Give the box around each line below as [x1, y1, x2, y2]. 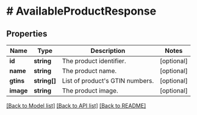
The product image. [62, 86, 118, 95]
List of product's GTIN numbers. [62, 77, 154, 85]
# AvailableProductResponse [6, 4, 157, 18]
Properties [6, 29, 48, 39]
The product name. [62, 67, 117, 75]
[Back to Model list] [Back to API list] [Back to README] [6, 102, 146, 109]
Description [90, 47, 126, 55]
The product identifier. [62, 57, 126, 65]
